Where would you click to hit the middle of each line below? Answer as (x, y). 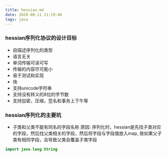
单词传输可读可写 (30, 63)
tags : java (17, 19)
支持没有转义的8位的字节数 (41, 94)
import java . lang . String (31, 149)
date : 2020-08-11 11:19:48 (34, 15)
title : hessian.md (25, 10)
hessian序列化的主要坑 (33, 115)
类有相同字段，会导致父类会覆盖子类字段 (55, 139)
